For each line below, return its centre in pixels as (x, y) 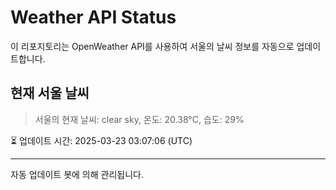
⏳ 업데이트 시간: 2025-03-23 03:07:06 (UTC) (101, 140)
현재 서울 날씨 (50, 93)
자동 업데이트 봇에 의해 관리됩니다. (77, 174)
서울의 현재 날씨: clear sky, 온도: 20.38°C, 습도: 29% (139, 119)
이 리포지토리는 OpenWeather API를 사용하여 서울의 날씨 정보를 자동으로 (152, 46)
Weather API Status (93, 17)
